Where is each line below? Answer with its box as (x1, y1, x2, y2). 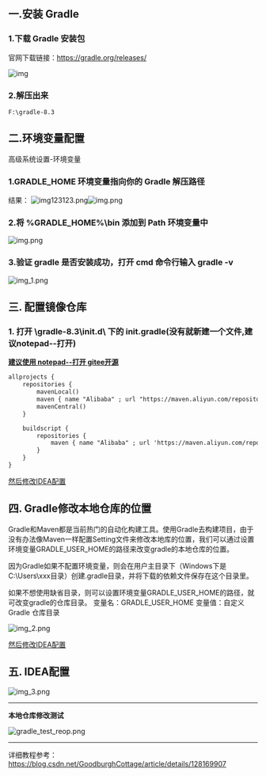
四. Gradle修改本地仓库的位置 (8, 502, 152, 515)
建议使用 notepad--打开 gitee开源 (8, 357, 119, 367)
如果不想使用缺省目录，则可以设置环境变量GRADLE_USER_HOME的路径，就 (8, 588, 255, 597)
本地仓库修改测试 (8, 710, 64, 720)
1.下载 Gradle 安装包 (8, 33, 85, 44)
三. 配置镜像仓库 (8, 300, 87, 314)
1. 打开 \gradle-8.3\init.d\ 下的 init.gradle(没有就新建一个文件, (8, 326, 245, 337)
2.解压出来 (8, 89, 49, 101)
